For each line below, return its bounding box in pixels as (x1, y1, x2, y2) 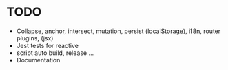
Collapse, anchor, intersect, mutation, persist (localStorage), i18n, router (16, 27, 221, 35)
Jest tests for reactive (16, 41, 79, 49)
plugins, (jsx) (16, 34, 54, 42)
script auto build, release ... (16, 49, 94, 57)
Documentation (16, 56, 61, 64)
